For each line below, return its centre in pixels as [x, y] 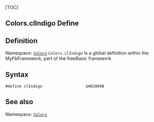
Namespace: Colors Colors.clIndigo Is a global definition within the [77, 53]
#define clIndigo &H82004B [55, 86]
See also [19, 102]
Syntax [17, 74]
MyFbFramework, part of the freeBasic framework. [59, 59]
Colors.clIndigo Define [42, 23]
